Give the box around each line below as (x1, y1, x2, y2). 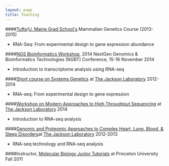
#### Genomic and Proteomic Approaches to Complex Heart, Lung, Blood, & (5, 126, 164, 132)
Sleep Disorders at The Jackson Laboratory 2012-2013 (5, 131, 118, 137)
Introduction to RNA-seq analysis (12, 116, 82, 122)
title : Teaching (5, 12, 39, 17)
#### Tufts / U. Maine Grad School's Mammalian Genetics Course (5, 26, 139, 32)
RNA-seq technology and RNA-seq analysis (12, 141, 103, 147)
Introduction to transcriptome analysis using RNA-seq (12, 66, 125, 72)
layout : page (5, 7, 33, 13)
